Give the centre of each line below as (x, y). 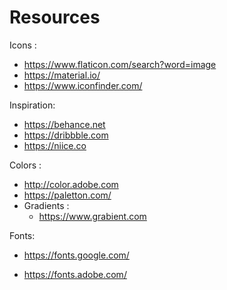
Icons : (23, 45)
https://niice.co (55, 145)
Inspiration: (32, 105)
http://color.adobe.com (71, 184)
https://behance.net (64, 124)
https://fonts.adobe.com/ (75, 274)
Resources (55, 17)
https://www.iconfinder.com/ (83, 85)
